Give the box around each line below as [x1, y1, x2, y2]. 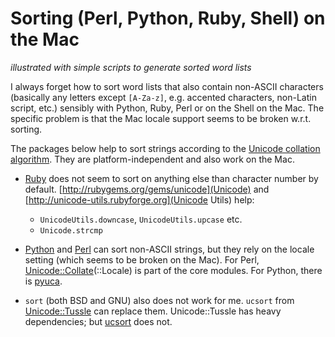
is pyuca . [24, 275, 63, 287]
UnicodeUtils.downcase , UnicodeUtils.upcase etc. [39, 213, 243, 225]
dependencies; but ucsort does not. [24, 315, 173, 327]
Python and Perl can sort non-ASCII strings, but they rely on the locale [24, 243, 315, 255]
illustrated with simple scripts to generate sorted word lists [10, 61, 252, 73]
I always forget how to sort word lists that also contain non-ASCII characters [10, 80, 324, 92]
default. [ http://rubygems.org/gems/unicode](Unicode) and [24, 183, 270, 195]
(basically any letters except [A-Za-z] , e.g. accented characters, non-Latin [10, 91, 317, 103]
